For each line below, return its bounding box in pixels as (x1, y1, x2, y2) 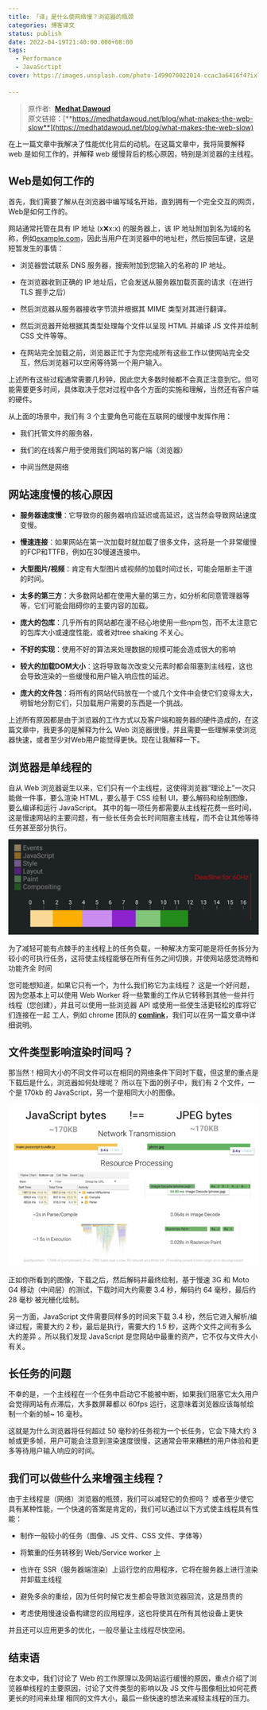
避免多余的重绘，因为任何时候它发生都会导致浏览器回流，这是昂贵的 (19, 1592, 243, 1601)
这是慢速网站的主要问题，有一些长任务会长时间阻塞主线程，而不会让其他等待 (8, 813, 259, 823)
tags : (8, 46, 26, 55)
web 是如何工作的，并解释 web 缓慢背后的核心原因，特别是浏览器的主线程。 (8, 149, 258, 158)
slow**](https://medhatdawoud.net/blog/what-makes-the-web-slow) (27, 122, 254, 132)
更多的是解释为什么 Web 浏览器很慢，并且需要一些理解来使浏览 (49, 725, 257, 735)
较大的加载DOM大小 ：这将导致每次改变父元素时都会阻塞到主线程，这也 (19, 661, 253, 671)
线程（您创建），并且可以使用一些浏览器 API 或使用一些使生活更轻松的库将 (8, 1000, 250, 1010)
